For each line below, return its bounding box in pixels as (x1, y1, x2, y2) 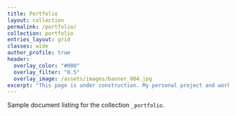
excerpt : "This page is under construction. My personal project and (7, 82, 216, 89)
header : (7, 56, 30, 63)
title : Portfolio (7, 10, 58, 17)
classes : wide (7, 43, 49, 50)
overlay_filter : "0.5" (13, 68, 80, 75)
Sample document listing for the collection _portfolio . (7, 101, 165, 109)
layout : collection (7, 17, 65, 24)
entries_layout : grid (7, 36, 71, 43)
